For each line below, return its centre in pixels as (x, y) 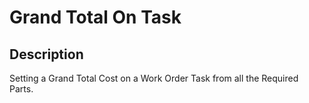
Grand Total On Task (95, 17)
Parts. (21, 89)
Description (46, 54)
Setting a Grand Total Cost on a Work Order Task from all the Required (154, 78)
